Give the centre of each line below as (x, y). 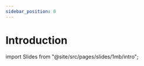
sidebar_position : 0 (31, 11)
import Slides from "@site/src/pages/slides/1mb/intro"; (72, 57)
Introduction (37, 40)
